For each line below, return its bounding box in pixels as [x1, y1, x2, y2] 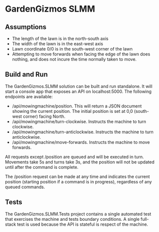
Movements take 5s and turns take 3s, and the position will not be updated [5, 159, 155, 165]
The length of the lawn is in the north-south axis [12, 36, 108, 41]
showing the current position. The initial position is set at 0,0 [12, 108, 133, 114]
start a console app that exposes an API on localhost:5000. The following [5, 89, 152, 94]
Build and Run [5, 71, 48, 79]
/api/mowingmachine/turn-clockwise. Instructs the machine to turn [12, 118, 146, 125]
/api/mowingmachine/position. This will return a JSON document [12, 103, 142, 109]
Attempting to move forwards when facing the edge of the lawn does [12, 51, 151, 57]
